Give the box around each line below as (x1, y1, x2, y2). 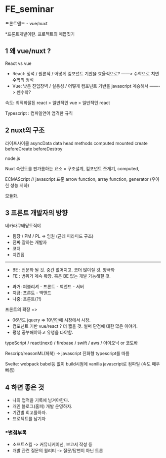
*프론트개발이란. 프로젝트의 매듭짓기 (5, 31, 75, 37)
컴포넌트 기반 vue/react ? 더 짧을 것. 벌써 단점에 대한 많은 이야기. (12, 323, 138, 329)
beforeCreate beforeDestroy (5, 146, 63, 152)
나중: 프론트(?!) (12, 296, 42, 302)
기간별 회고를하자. (12, 409, 47, 415)
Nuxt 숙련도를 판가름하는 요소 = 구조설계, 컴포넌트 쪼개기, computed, (5, 165, 140, 171)
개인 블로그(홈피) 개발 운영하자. (12, 404, 73, 409)
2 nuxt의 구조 (5, 126, 45, 135)
